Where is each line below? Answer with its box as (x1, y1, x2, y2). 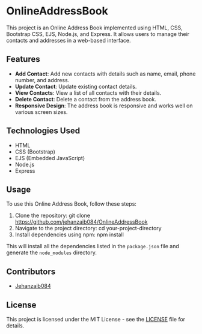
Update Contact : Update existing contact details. (14, 83, 137, 90)
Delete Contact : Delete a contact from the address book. (14, 95, 156, 103)
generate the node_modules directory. (6, 249, 97, 256)
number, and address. (14, 76, 70, 83)
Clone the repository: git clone (14, 212, 90, 219)
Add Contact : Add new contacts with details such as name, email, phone (14, 70, 196, 77)
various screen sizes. (14, 108, 68, 115)
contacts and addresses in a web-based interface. (6, 37, 131, 44)
